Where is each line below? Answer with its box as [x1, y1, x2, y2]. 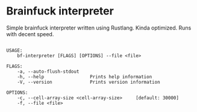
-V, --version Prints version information [17, 79, 161, 85]
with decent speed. [6, 30, 54, 37]
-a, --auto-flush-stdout [17, 68, 80, 75]
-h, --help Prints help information [17, 73, 152, 79]
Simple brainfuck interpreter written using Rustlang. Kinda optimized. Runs [6, 24, 192, 31]
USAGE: [6, 47, 23, 54]
